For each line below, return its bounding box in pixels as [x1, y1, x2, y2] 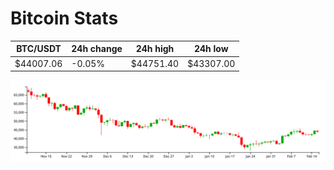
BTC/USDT [16, 43, 62, 55]
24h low [193, 43, 229, 55]
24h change [71, 43, 123, 55]
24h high [135, 43, 175, 55]
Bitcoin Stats [10, 7, 119, 30]
